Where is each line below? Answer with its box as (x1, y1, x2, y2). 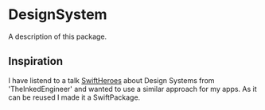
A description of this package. (8, 32, 107, 41)
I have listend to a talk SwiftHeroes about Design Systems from (8, 75, 215, 85)
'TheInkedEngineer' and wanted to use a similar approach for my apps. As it (8, 84, 257, 93)
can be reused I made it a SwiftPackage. (8, 93, 141, 102)
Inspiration (8, 55, 64, 68)
